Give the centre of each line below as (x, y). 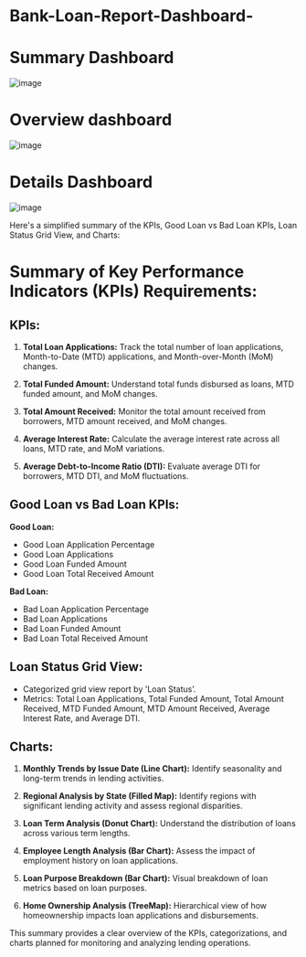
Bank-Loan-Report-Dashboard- (132, 16)
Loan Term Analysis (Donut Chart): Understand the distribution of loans (159, 824)
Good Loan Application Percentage (89, 544)
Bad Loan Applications (65, 619)
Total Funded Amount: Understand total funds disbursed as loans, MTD (158, 384)
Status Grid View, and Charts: (65, 235)
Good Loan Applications (68, 554)
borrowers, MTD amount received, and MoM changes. (125, 421)
